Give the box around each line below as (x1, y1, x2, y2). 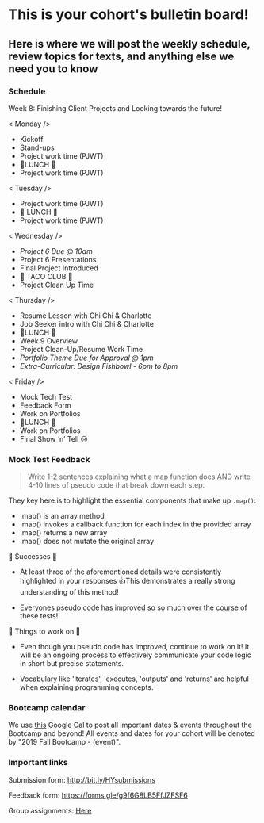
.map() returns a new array (19, 528, 108, 538)
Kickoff (19, 134, 44, 144)
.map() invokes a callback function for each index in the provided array (19, 519, 251, 529)
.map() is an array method (19, 511, 105, 521)
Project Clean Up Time (19, 280, 94, 289)
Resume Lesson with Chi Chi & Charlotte (19, 311, 152, 320)
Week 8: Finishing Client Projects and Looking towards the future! (8, 103, 223, 113)
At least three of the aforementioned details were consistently (19, 567, 222, 576)
